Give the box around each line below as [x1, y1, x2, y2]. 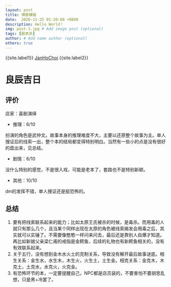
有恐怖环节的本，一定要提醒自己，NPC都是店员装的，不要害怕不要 [12, 270, 152, 276]
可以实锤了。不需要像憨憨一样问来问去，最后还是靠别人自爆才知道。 [21, 231, 164, 238]
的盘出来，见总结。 [5, 145, 46, 151]
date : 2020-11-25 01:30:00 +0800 [5, 17, 79, 22]
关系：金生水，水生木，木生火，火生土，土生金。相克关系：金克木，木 [17, 257, 164, 263]
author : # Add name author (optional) [5, 36, 88, 41]
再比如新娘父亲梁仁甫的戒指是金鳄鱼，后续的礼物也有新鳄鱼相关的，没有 [12, 238, 164, 244]
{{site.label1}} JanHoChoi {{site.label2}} [5, 55, 89, 61]
